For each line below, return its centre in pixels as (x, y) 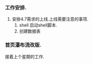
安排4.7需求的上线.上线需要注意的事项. (50, 19)
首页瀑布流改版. (23, 45)
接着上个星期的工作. (25, 56)
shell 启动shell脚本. (38, 25)
